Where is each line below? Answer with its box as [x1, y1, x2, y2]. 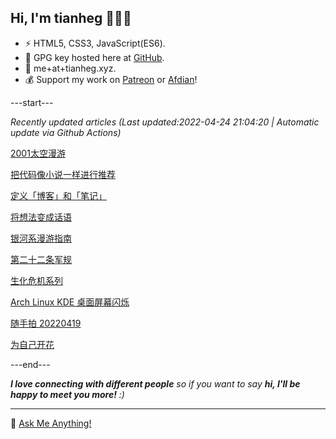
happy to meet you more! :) [10, 388, 125, 400]
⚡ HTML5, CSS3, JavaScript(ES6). [24, 37, 166, 49]
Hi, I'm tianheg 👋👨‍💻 [10, 10, 132, 27]
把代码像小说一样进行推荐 [10, 168, 116, 180]
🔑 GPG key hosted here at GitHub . [24, 51, 165, 63]
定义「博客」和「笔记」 [10, 189, 107, 201]
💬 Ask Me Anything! [10, 417, 92, 429]
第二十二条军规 [10, 253, 72, 265]
